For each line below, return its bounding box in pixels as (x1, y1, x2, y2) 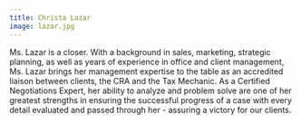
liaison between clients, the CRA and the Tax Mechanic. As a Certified (9, 75, 270, 86)
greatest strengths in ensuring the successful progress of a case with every (9, 94, 293, 105)
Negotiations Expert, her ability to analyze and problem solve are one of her (9, 85, 292, 96)
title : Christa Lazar (9, 13, 92, 23)
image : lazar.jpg (9, 22, 75, 31)
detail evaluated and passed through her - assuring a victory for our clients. (9, 104, 292, 115)
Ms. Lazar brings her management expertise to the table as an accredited (9, 65, 284, 77)
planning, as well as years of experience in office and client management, (9, 56, 285, 67)
